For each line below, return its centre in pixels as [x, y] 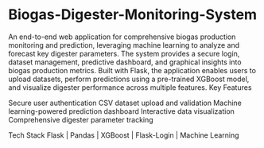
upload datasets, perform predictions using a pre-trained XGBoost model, [129, 79]
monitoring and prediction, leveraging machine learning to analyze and [124, 45]
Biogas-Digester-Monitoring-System [132, 15]
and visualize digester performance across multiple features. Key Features [130, 87]
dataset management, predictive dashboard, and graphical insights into [125, 62]
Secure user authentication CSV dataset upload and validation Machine [125, 103]
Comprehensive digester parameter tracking [81, 119]
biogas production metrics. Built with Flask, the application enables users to [132, 70]
